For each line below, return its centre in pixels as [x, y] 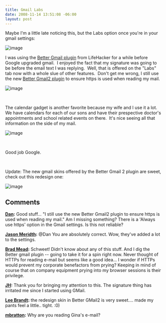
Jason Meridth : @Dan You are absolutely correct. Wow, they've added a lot [83, 235]
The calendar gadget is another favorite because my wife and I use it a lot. [81, 108]
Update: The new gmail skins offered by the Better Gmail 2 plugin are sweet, [83, 171]
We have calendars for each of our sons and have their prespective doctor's [83, 113]
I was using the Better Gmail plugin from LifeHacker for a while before [77, 58]
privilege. [15, 276]
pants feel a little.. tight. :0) [33, 306]
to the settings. [21, 240]
